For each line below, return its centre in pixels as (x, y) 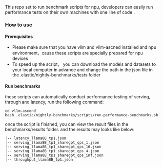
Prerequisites (19, 37)
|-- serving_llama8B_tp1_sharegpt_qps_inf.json (54, 155)
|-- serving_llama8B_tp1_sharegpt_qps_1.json (52, 143)
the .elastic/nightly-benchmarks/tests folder (56, 75)
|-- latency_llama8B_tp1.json (36, 138)
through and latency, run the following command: (54, 102)
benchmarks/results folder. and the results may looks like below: (70, 130)
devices (20, 58)
